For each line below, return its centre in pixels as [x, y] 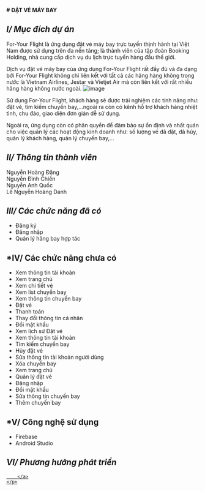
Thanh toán [30, 312]
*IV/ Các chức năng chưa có [61, 258]
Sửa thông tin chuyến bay [48, 396]
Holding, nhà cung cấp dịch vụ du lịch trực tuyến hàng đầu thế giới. [91, 57]
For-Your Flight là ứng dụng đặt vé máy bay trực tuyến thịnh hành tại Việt [98, 44]
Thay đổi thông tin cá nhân [49, 318]
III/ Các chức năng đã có [54, 211]
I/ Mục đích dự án [40, 29]
